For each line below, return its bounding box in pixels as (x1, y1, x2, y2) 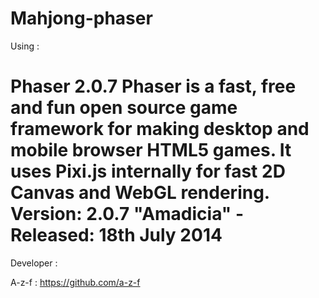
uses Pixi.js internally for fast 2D (10, 160, 286, 183)
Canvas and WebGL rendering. (10, 182, 270, 204)
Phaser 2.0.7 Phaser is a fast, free (10, 75, 297, 98)
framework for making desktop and (10, 118, 310, 141)
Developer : (10, 257, 58, 269)
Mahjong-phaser (10, 7, 153, 30)
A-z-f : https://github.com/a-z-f (10, 276, 141, 288)
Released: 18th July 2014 (10, 224, 223, 247)
